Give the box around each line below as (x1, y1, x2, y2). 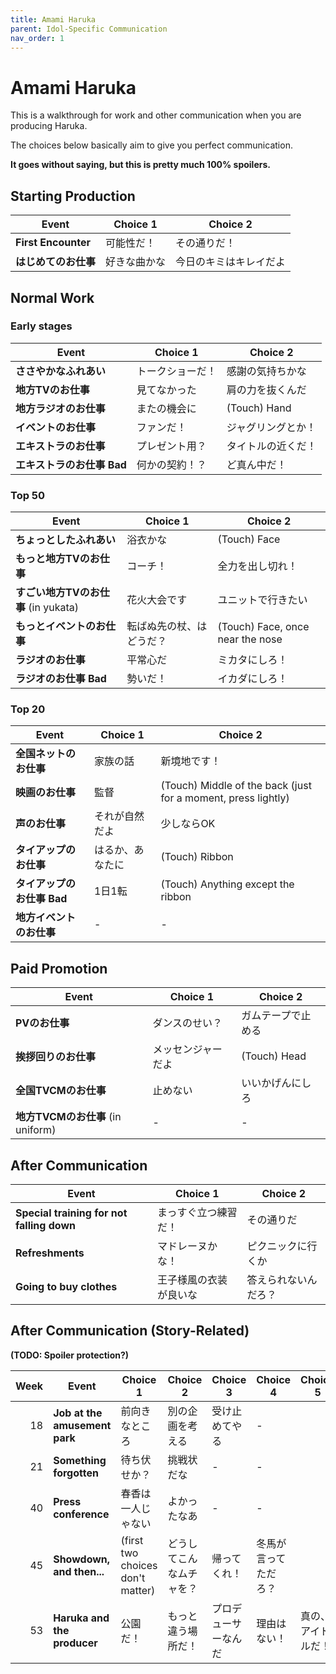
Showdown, (53, 1552, 111, 1566)
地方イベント (15, 911, 77, 925)
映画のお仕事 (15, 786, 77, 800)
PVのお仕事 (15, 1016, 70, 1030)
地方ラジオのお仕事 (15, 401, 106, 415)
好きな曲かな (105, 255, 167, 269)
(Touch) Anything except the (160, 877, 295, 891)
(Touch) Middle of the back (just (160, 779, 312, 793)
